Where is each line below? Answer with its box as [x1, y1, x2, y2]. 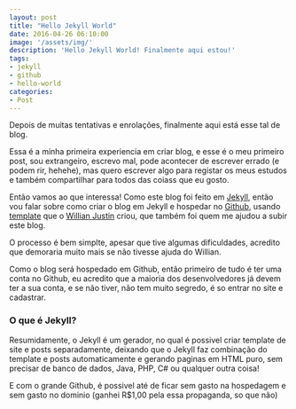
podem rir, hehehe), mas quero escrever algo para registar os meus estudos [9, 165, 288, 176]
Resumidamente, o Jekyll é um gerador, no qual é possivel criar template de [9, 334, 286, 345]
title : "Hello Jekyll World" [9, 21, 117, 30]
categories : [9, 87, 53, 96]
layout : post [9, 12, 58, 22]
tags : [9, 54, 29, 63]
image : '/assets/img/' [9, 37, 93, 47]
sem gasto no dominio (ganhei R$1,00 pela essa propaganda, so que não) [9, 389, 278, 400]
